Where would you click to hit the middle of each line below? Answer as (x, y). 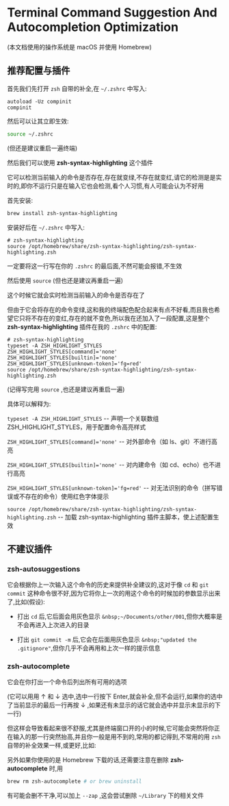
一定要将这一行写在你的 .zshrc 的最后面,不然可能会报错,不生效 (95, 266)
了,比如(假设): (26, 602)
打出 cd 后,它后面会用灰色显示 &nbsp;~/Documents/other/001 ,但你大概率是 (120, 616)
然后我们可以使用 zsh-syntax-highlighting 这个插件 (80, 162)
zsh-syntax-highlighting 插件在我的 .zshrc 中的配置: (82, 326)
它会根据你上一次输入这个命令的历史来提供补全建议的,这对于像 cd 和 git (108, 585)
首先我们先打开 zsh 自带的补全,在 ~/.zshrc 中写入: (77, 88)
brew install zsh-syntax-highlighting (62, 213)
